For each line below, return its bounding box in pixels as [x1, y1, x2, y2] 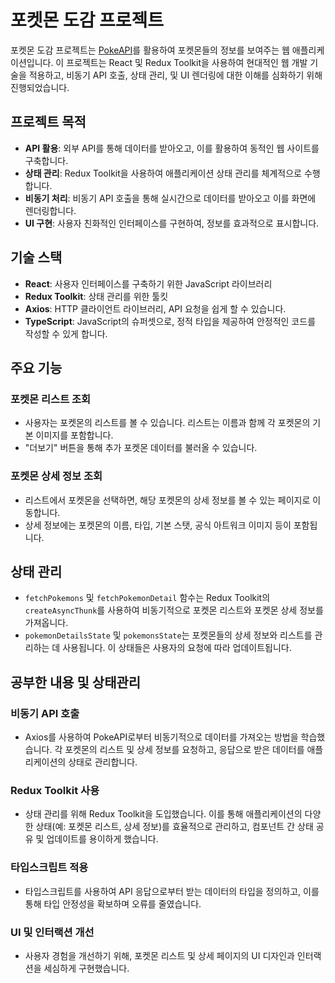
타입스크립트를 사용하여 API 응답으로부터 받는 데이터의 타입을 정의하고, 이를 [24, 885, 320, 897]
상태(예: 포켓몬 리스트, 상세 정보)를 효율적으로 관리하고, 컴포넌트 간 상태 [35, 821, 314, 833]
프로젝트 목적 [10, 114, 87, 131]
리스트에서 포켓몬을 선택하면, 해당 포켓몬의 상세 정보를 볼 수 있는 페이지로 [24, 494, 311, 506]
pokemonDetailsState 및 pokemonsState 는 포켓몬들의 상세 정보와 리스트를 [24, 629, 313, 641]
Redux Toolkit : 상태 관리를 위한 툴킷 [24, 290, 169, 302]
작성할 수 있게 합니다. [24, 327, 108, 340]
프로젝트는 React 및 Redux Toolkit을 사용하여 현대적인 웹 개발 [66, 56, 308, 68]
